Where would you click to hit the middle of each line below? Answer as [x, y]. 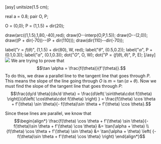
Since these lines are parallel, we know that [48, 113]
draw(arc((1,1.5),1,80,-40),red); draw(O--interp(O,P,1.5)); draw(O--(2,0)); [77, 35]
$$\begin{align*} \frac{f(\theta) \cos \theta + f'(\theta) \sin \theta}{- [81, 121]
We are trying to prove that [37, 61]
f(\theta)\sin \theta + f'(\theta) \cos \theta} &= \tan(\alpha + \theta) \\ [81, 126]
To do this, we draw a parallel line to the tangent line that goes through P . [78, 76]
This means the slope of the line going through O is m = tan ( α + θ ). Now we [81, 81]
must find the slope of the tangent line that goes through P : [64, 86]
